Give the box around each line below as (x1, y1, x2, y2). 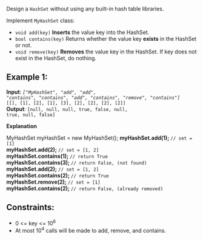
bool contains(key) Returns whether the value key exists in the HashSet (15, 35, 197, 42)
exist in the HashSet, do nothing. (15, 55, 97, 61)
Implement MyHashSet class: (6, 17, 75, 24)
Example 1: (6, 72, 48, 83)
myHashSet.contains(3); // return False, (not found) (6, 159, 147, 166)
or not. (15, 42, 32, 49)
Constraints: (6, 202, 55, 213)
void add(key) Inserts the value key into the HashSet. (15, 29, 150, 36)
